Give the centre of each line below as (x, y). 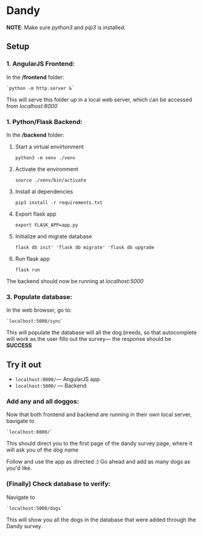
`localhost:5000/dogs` (35, 508)
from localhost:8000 (32, 106)
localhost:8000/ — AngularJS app (57, 379)
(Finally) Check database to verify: (58, 484)
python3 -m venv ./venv (45, 158)
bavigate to (20, 421)
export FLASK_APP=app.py (46, 225)
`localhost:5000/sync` (35, 321)
